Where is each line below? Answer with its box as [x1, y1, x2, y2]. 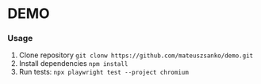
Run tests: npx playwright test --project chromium [18, 68, 190, 77]
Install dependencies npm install [18, 59, 129, 68]
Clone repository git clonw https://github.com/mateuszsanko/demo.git [18, 50, 254, 60]
